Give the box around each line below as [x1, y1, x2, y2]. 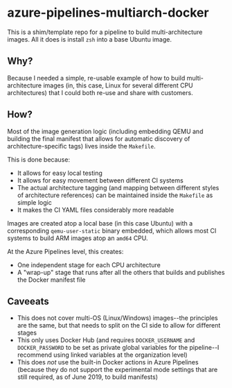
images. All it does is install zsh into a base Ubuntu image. [7, 35, 172, 43]
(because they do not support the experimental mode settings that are [17, 366, 218, 374]
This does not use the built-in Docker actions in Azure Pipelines [17, 358, 199, 366]
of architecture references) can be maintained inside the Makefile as [17, 191, 213, 199]
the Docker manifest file [17, 276, 86, 284]
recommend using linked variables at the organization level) [17, 351, 188, 359]
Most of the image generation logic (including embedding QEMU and [7, 127, 204, 135]
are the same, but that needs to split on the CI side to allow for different [17, 321, 221, 330]
